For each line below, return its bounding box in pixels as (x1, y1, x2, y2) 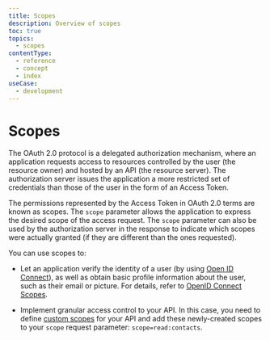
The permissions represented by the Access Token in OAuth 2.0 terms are (8, 199, 255, 208)
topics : (8, 34, 35, 43)
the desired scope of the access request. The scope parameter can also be (8, 216, 257, 225)
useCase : (8, 79, 38, 87)
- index (15, 72, 42, 80)
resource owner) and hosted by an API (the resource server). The (8, 166, 226, 175)
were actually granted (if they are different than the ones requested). (8, 233, 237, 242)
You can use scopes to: (8, 248, 86, 258)
